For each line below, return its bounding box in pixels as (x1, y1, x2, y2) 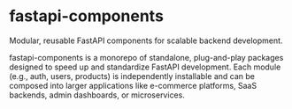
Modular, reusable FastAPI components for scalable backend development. (9, 35, 283, 46)
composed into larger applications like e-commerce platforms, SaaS (9, 80, 257, 91)
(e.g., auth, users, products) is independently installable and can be (9, 70, 255, 81)
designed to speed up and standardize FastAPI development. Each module (9, 62, 281, 72)
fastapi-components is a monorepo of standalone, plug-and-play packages (9, 52, 284, 62)
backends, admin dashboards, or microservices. (9, 90, 186, 100)
